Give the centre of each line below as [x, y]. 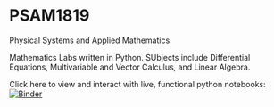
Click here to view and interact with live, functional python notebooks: [137, 84]
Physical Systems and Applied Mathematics [90, 40]
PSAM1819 [50, 16]
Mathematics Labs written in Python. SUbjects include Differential [130, 57]
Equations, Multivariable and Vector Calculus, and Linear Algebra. [130, 67]
